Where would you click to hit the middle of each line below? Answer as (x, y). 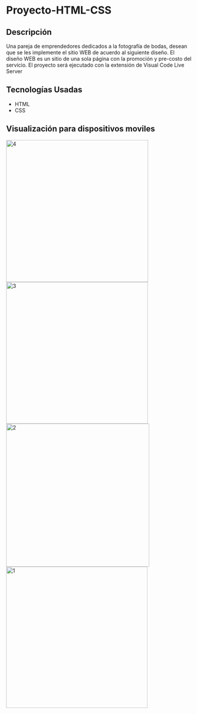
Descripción (29, 32)
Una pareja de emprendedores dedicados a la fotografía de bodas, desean (97, 46)
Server (14, 71)
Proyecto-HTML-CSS (59, 10)
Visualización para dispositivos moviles (81, 129)
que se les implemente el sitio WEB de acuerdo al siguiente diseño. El (91, 53)
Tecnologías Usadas (44, 90)
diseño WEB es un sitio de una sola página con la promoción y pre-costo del (99, 59)
